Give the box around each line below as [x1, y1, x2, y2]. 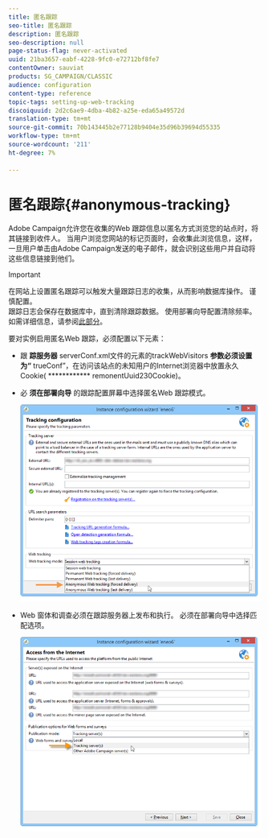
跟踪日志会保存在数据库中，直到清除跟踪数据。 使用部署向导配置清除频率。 [8, 307, 257, 316]
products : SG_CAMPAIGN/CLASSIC [8, 72, 113, 80]
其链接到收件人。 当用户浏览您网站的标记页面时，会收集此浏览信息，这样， [8, 233, 257, 243]
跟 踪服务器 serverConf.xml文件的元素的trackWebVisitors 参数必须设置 [19, 351, 253, 361]
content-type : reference [8, 89, 91, 97]
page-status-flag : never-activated [8, 47, 128, 56]
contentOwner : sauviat [8, 64, 84, 72]
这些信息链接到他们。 [8, 254, 79, 263]
